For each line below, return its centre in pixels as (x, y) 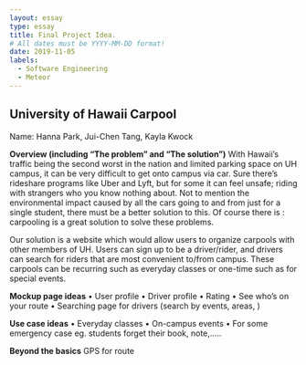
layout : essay (37, 18)
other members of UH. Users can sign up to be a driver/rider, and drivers (146, 249)
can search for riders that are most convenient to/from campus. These (142, 259)
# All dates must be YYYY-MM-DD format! (88, 43)
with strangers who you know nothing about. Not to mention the (130, 193)
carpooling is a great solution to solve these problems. (112, 222)
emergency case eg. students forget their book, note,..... (116, 333)
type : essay (32, 26)
